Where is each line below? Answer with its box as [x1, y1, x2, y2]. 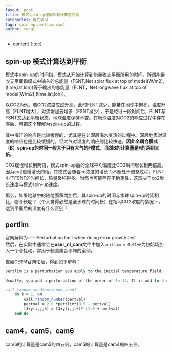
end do [14, 311, 29, 316]
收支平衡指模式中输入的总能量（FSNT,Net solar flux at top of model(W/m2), [5, 78, 165, 84]
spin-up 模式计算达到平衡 [5, 57, 87, 66]
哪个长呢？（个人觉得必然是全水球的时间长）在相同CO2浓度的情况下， [14, 198, 163, 205]
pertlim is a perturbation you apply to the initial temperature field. [5, 268, 164, 274]
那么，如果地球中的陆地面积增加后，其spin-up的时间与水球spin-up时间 [5, 192, 155, 198]
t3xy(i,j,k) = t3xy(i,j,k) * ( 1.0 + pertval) [24, 306, 120, 311]
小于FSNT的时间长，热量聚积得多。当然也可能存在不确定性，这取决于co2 [5, 175, 160, 181]
